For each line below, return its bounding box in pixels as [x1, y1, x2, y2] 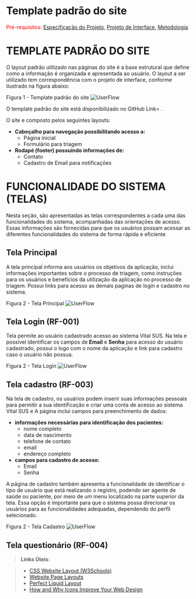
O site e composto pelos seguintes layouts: [6, 117, 111, 124]
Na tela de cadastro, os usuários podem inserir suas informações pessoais [6, 395, 187, 402]
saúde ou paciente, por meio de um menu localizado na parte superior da [6, 493, 184, 500]
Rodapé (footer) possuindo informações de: [14, 147, 125, 154]
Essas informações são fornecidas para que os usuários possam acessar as [6, 224, 191, 231]
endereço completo [23, 450, 71, 457]
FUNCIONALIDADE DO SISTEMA [6, 180, 166, 194]
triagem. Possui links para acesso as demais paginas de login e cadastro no [6, 282, 190, 289]
